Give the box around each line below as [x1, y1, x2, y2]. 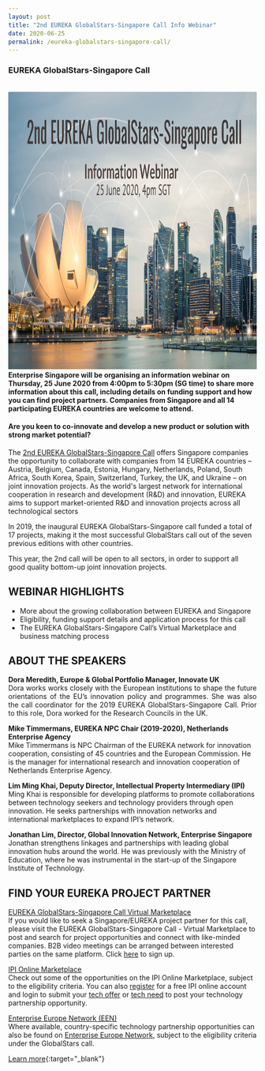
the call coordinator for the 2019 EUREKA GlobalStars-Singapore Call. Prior [8, 700, 257, 710]
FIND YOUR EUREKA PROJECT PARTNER [8, 886, 211, 900]
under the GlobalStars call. [8, 1039, 95, 1048]
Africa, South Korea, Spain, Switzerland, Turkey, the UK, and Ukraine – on [8, 472, 247, 482]
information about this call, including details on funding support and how [8, 387, 252, 396]
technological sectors [8, 506, 79, 516]
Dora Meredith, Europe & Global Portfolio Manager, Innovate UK [8, 675, 220, 685]
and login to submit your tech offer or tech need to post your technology [8, 990, 243, 999]
